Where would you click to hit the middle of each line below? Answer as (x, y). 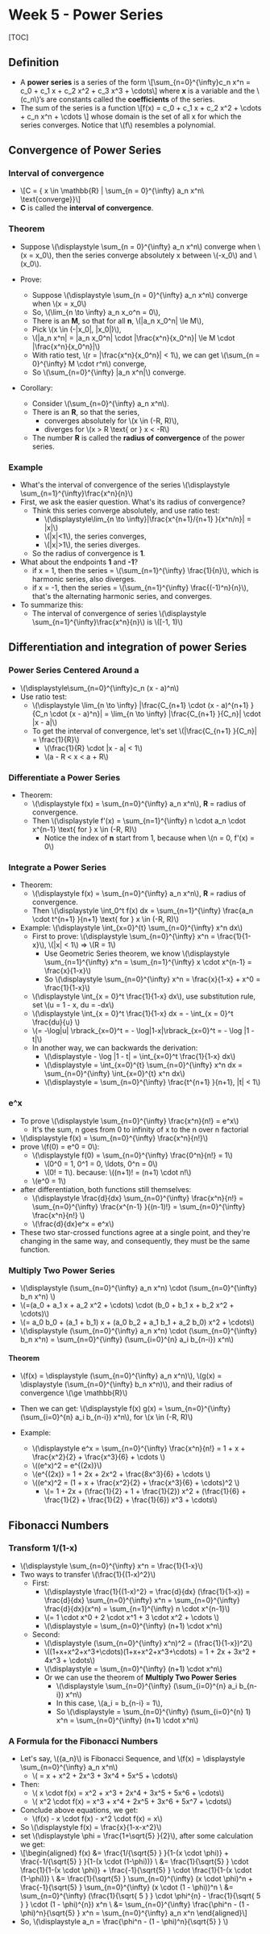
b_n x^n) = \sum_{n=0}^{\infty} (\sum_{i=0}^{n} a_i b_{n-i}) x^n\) (127, 1339)
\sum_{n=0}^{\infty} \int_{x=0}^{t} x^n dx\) (114, 1074)
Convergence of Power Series (85, 151)
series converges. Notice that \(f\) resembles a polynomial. (118, 125)
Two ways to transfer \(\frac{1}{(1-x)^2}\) (88, 1574)
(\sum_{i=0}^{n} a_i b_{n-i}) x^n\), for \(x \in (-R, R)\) (106, 1417)
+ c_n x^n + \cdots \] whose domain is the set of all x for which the (131, 116)
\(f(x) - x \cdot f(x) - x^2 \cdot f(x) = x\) (97, 1819)
